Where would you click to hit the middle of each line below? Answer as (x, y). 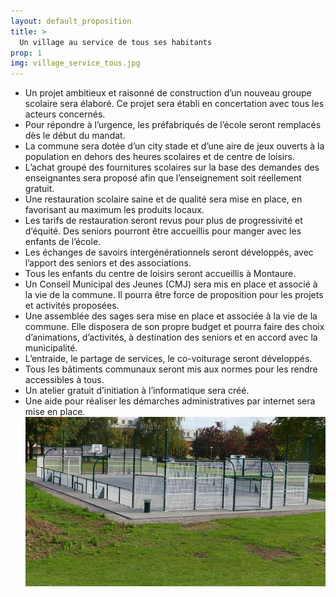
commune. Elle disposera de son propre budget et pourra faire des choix (174, 327)
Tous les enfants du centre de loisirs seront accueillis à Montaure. (160, 274)
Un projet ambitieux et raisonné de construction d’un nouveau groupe (168, 93)
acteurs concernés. (65, 114)
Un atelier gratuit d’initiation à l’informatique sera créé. (137, 391)
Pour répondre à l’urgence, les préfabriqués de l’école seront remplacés (173, 125)
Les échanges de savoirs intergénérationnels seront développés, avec (169, 252)
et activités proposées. (72, 306)
